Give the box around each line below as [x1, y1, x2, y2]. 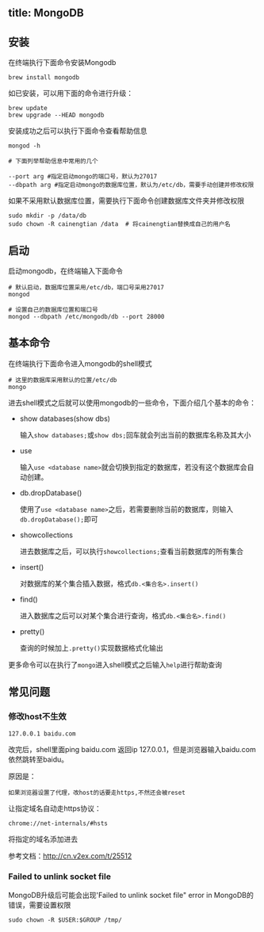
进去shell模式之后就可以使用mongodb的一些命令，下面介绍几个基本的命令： [8, 398, 256, 407]
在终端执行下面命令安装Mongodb [8, 58, 117, 67]
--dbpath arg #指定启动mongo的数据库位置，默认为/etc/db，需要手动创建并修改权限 [8, 181, 254, 189]
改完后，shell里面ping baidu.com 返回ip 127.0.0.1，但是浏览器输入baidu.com [8, 744, 256, 754]
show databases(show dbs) [19, 414, 111, 423]
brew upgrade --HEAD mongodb [8, 111, 105, 120]
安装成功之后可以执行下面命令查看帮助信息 [8, 126, 147, 136]
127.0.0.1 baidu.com [8, 729, 77, 738]
